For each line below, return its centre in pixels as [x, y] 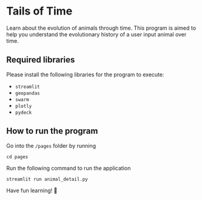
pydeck [23, 112]
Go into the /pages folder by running [51, 145]
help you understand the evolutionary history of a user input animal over [96, 34]
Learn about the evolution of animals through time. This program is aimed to [101, 28]
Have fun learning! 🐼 [32, 190]
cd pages [17, 157]
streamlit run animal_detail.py [47, 179]
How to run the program [52, 131]
